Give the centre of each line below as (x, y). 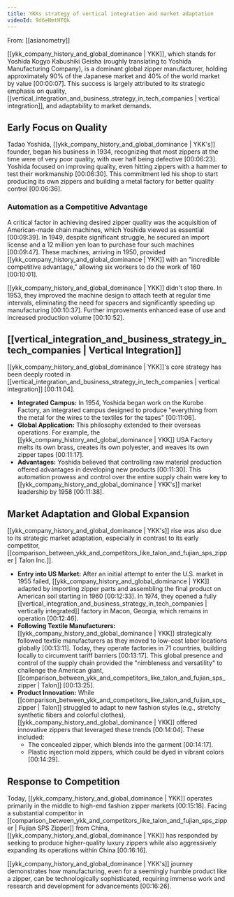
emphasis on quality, (37, 91)
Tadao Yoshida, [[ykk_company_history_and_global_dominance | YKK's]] (111, 145)
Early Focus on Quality (57, 127)
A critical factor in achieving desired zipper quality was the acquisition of (112, 222)
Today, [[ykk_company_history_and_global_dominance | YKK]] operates (110, 798)
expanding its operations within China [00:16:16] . (78, 850)
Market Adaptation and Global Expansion (98, 514)
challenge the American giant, (60, 671)
